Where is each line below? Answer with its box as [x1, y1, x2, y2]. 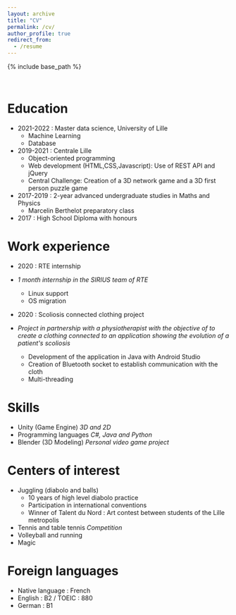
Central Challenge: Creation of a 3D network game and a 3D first [27, 176, 216, 185]
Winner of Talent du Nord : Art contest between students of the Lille [27, 508, 225, 516]
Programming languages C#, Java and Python [17, 430, 153, 439]
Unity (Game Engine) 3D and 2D [17, 423, 111, 431]
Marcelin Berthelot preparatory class [27, 206, 135, 215]
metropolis [27, 516, 60, 524]
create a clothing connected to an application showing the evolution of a [17, 331, 230, 340]
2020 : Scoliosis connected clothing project [17, 310, 144, 318]
